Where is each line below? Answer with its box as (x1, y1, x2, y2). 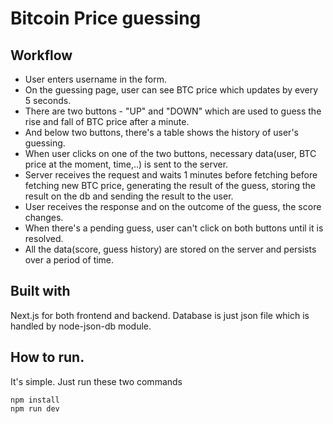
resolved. (24, 233, 64, 244)
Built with (10, 283, 71, 300)
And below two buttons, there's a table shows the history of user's (24, 127, 299, 138)
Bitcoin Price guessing (10, 7, 202, 30)
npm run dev (10, 403, 60, 414)
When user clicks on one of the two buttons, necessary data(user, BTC (24, 148, 317, 159)
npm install (10, 395, 60, 405)
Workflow (10, 47, 73, 64)
